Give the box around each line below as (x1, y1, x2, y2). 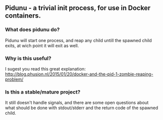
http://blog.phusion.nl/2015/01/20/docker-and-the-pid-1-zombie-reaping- (5, 71, 154, 77)
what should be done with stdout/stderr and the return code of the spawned (5, 105, 159, 111)
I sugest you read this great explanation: (5, 66, 86, 72)
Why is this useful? (5, 55, 52, 62)
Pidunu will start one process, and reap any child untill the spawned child (5, 37, 152, 43)
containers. (5, 12, 41, 20)
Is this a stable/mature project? (5, 88, 81, 95)
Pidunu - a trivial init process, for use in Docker (5, 4, 151, 12)
